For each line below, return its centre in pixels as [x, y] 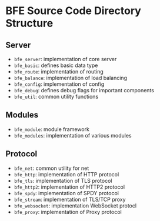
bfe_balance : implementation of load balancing [71, 78]
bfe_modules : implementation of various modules [73, 135]
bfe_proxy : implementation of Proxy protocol [68, 212]
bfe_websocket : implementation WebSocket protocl [75, 205]
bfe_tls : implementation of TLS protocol [63, 180]
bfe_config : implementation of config [59, 84]
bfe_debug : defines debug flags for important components [84, 90]
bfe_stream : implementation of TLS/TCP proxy [70, 199]
